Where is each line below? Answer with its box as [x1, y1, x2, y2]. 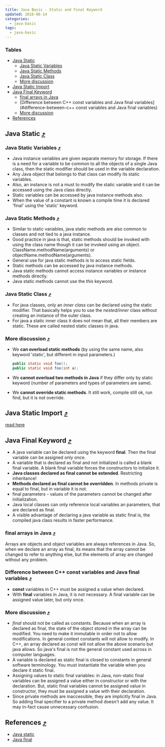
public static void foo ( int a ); [12, 366, 79, 371]
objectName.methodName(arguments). [12, 252, 92, 258]
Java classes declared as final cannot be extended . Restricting [12, 470, 143, 476]
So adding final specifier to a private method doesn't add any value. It [12, 699, 154, 705]
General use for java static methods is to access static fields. [12, 257, 136, 264]
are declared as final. [12, 507, 55, 513]
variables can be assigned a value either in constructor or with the [12, 678, 147, 684]
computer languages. [12, 651, 56, 658]
